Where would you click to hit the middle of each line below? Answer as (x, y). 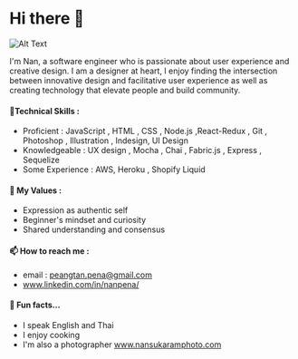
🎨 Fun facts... (35, 305)
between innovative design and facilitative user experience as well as (139, 80)
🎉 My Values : (35, 190)
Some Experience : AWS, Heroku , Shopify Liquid (114, 170)
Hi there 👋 (47, 19)
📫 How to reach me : (49, 251)
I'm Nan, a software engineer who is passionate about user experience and (149, 61)
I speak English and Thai (68, 325)
